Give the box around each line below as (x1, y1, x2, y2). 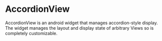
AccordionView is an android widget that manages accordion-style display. (5, 20, 158, 26)
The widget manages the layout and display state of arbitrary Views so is (5, 25, 154, 31)
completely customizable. (5, 30, 58, 36)
